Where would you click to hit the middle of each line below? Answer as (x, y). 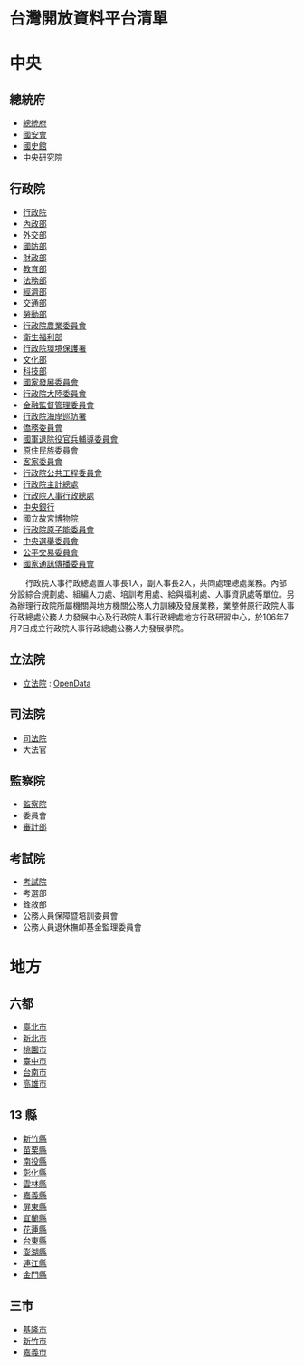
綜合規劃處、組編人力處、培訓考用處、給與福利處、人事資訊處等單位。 (156, 594)
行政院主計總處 (50, 484)
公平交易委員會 (50, 552)
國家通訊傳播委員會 (58, 564)
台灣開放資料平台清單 (89, 19)
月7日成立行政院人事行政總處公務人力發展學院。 (99, 628)
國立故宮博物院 (50, 518)
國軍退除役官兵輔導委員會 (70, 439)
